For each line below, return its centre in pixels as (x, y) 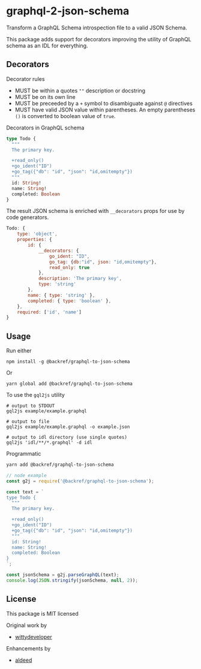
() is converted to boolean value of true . (65, 116)
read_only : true (69, 267)
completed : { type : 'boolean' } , (70, 301)
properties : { (34, 240)
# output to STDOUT (31, 406)
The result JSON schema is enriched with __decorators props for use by (95, 211)
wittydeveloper (33, 637)
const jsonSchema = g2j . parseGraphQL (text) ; (63, 575)
